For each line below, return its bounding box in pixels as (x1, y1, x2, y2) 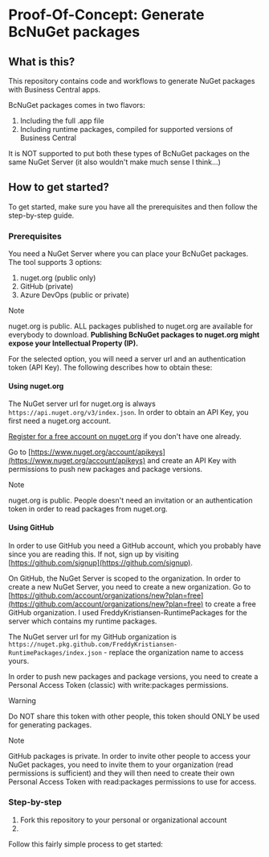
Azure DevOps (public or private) (19, 290, 130, 300)
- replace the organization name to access (104, 647, 244, 657)
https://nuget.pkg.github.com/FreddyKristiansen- (8, 640, 178, 648)
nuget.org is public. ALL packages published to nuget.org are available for (8, 321, 254, 331)
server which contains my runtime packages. (8, 616, 157, 626)
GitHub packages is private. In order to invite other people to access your (8, 751, 251, 760)
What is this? (8, 55, 75, 68)
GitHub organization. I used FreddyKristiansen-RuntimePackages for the (8, 607, 247, 617)
